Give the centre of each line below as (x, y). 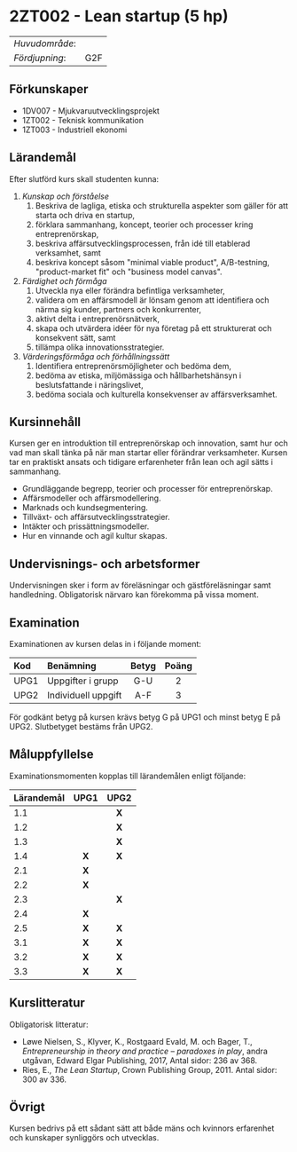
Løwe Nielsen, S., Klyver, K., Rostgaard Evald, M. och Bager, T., (137, 1041)
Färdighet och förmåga (65, 280)
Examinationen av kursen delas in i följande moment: (106, 644)
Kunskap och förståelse (65, 196)
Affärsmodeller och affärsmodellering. (91, 498)
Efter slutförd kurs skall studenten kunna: (84, 178)
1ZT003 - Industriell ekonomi (74, 130)
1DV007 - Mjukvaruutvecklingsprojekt (90, 110)
